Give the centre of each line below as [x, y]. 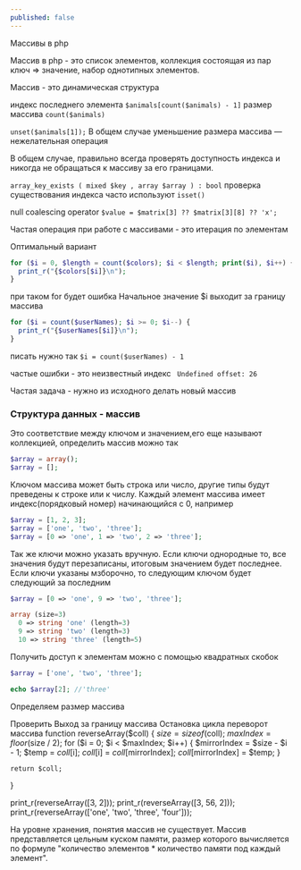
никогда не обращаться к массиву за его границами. [112, 167]
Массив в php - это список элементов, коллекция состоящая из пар [141, 60]
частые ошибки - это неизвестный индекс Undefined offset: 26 [134, 373]
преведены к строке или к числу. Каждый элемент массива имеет [138, 494]
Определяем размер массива [67, 706]
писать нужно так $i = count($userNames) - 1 [97, 356]
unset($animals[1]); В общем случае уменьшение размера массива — [146, 131]
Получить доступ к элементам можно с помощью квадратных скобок [145, 656]
